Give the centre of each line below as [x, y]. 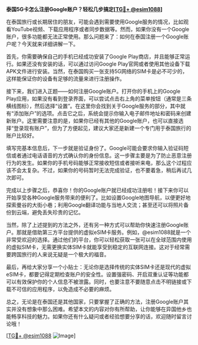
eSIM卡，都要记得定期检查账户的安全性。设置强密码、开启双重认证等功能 [95, 274]
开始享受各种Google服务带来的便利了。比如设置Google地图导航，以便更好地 [98, 198]
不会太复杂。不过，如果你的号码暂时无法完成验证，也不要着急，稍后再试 [99, 170]
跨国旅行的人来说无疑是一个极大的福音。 [60, 254]
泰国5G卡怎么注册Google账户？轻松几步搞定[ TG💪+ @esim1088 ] [84, 9]
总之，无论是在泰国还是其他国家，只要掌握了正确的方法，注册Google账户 [95, 302]
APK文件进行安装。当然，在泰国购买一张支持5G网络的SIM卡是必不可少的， [97, 71]
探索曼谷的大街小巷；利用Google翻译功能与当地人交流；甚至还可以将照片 [95, 205]
